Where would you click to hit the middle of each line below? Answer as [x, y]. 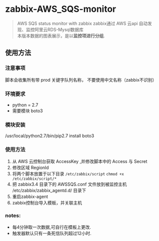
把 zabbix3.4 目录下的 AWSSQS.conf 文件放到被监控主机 [69, 184]
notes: [13, 216]
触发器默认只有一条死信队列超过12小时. [52, 233]
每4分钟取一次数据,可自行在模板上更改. [51, 227]
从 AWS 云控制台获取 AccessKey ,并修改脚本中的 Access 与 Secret [80, 161]
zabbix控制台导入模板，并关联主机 [47, 202]
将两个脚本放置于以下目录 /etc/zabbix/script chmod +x [68, 173]
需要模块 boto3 [28, 111]
